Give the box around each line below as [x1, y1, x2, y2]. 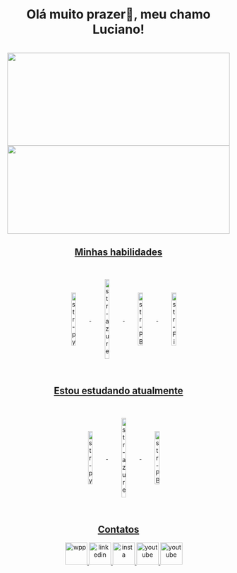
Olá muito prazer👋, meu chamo [26, 6, 211, 23]
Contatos [97, 523, 140, 536]
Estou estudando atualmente [54, 385, 183, 397]
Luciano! [92, 21, 145, 37]
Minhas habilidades [74, 247, 163, 259]
